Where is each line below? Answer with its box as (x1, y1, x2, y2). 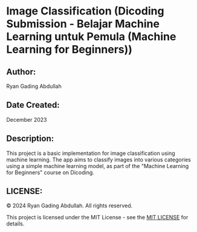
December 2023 (6, 116, 47, 123)
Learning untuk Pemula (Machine (6, 30, 176, 43)
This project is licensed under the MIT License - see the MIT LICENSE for (6, 214, 189, 221)
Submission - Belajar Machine (6, 17, 160, 31)
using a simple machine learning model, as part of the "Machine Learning (6, 162, 189, 169)
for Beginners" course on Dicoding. (6, 169, 95, 176)
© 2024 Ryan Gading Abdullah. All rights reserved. (6, 202, 133, 209)
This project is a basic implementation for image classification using (6, 149, 175, 157)
